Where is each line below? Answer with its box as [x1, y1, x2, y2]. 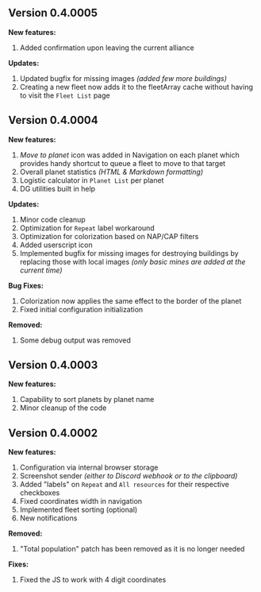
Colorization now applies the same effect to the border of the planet [19, 296, 242, 305]
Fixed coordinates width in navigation [19, 497, 143, 506]
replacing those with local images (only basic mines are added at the [19, 257, 246, 266]
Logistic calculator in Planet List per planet [19, 175, 164, 185]
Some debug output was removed [19, 335, 131, 345]
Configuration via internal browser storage [19, 462, 159, 472]
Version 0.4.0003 [8, 358, 98, 372]
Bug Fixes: [8, 281, 44, 290]
